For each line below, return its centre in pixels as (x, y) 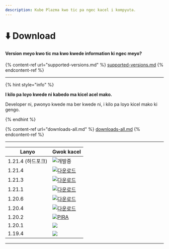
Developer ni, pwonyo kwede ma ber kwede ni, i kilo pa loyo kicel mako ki (81, 105)
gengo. (13, 110)
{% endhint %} (21, 120)
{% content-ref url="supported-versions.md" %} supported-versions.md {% (84, 65)
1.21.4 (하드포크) (28, 161)
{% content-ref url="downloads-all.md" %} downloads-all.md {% (73, 129)
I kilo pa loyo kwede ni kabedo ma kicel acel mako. (59, 94)
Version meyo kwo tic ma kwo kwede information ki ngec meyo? (74, 54)
